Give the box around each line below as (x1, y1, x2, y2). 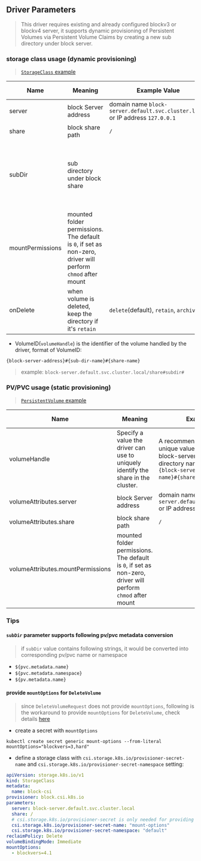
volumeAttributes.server (9, 498, 77, 506)
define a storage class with (14, 754, 82, 761)
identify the (116, 466, 149, 475)
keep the (67, 310, 92, 318)
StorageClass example (20, 68, 76, 75)
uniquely (116, 459, 142, 467)
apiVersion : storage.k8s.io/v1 (6, 772, 84, 778)
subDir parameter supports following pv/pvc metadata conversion (6, 631, 173, 638)
